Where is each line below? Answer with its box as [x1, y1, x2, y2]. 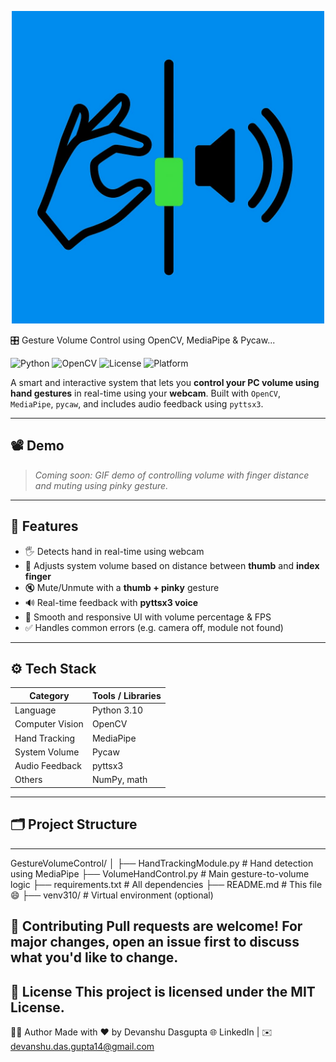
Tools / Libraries [91, 689, 162, 701]
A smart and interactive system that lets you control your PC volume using [10, 377, 320, 388]
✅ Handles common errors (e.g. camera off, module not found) [24, 621, 284, 633]
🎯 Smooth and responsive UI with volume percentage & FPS [24, 611, 272, 623]
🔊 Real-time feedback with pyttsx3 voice [24, 596, 199, 608]
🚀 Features [10, 518, 79, 535]
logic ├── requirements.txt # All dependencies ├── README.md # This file [10, 878, 323, 890]
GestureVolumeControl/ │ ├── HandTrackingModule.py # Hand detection [10, 857, 314, 869]
